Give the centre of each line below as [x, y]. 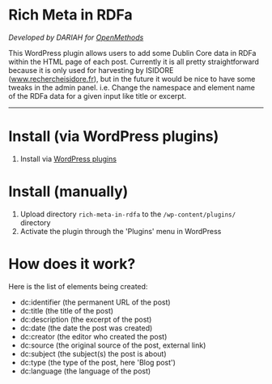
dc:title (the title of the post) [67, 310]
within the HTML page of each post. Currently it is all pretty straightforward [134, 62]
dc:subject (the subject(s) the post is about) [93, 353]
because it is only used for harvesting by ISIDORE [91, 70]
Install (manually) [68, 192]
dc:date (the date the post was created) [86, 328]
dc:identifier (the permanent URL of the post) [96, 302]
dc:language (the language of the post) [85, 371]
